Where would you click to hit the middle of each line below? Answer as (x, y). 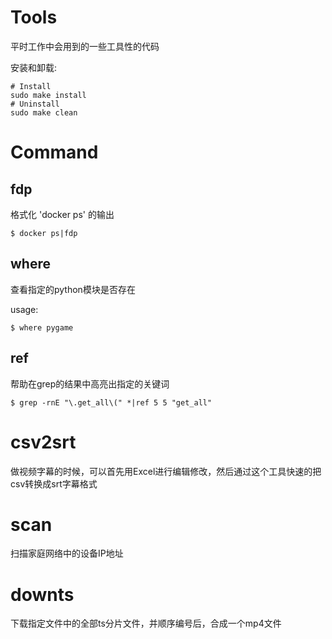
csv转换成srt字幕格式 (54, 483)
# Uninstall (35, 104)
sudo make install (48, 95)
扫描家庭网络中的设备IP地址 (67, 553)
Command (54, 152)
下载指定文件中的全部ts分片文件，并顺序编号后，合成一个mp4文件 (146, 623)
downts (42, 594)
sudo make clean (44, 112)
